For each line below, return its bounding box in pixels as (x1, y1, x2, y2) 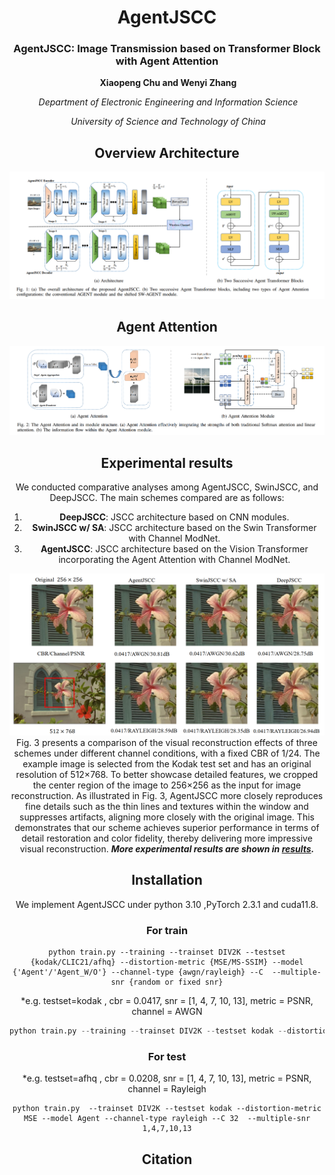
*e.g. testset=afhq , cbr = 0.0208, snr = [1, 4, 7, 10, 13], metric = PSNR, (22, 1072, 312, 1085)
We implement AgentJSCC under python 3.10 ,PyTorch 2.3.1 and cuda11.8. (15, 898, 319, 910)
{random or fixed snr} (128, 977, 224, 988)
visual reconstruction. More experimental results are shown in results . (19, 842, 315, 855)
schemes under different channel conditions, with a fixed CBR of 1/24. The (13, 747, 321, 759)
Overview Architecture (94, 144, 240, 161)
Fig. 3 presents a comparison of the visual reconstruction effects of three (16, 736, 318, 748)
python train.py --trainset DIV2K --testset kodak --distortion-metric (12, 1104, 322, 1114)
